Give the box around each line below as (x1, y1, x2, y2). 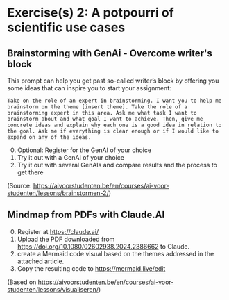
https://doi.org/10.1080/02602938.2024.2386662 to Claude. (17, 242, 189, 251)
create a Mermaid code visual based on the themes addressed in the (17, 249, 214, 258)
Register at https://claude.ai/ (17, 227, 99, 235)
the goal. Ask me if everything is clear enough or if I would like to (7, 128, 219, 135)
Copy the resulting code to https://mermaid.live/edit (17, 264, 166, 272)
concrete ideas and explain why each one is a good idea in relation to (7, 122, 222, 128)
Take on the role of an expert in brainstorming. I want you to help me (7, 97, 222, 104)
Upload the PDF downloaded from (17, 235, 115, 243)
